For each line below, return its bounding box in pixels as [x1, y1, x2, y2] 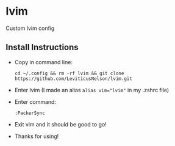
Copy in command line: [14, 58, 73, 65]
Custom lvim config [5, 24, 55, 32]
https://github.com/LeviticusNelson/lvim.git [14, 75, 132, 82]
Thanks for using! [14, 133, 59, 140]
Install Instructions [5, 42, 79, 53]
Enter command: [14, 98, 56, 105]
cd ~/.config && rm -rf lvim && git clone [14, 70, 124, 76]
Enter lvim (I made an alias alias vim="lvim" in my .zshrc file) [14, 86, 170, 93]
